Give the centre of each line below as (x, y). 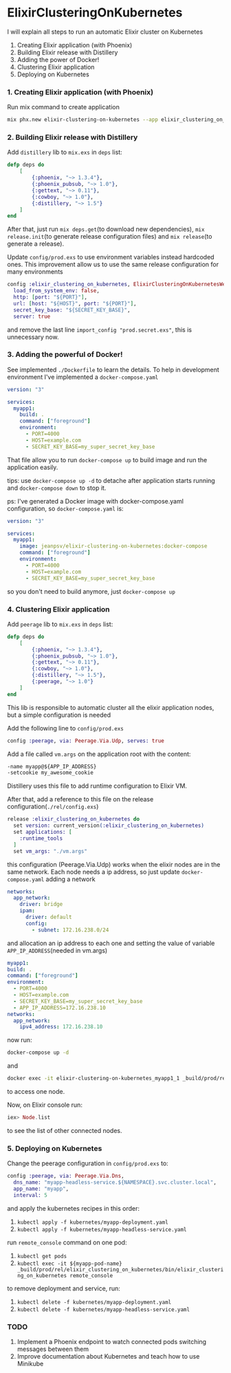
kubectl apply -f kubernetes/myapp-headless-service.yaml (102, 1229)
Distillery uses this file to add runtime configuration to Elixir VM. (97, 786)
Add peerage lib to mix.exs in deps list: (60, 624)
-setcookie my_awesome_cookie (51, 773)
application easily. (33, 467)
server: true (32, 316)
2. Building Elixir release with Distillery (73, 138)
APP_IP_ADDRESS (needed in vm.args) (57, 950)
